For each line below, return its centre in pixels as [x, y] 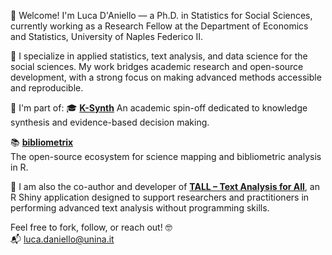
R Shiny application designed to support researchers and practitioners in [160, 197]
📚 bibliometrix [42, 142]
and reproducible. [47, 88]
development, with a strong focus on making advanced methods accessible [166, 77]
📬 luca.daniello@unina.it [62, 239]
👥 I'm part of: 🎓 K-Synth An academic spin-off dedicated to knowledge [159, 108]
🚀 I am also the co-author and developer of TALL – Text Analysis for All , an [165, 186]
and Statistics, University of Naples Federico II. [107, 36]
